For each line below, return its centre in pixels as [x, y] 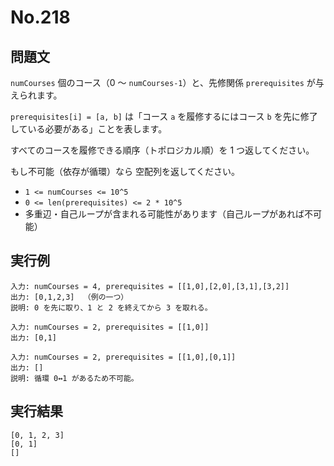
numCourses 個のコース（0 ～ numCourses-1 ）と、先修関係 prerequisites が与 [167, 82]
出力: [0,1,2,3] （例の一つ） [69, 297]
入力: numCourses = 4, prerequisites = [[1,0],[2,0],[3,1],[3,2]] [150, 286]
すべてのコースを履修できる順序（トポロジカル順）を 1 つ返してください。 [162, 150]
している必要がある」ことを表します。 [89, 129]
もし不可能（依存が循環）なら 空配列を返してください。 [125, 171]
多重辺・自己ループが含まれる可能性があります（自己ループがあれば [164, 214]
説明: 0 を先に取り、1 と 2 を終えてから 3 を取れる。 [111, 307]
